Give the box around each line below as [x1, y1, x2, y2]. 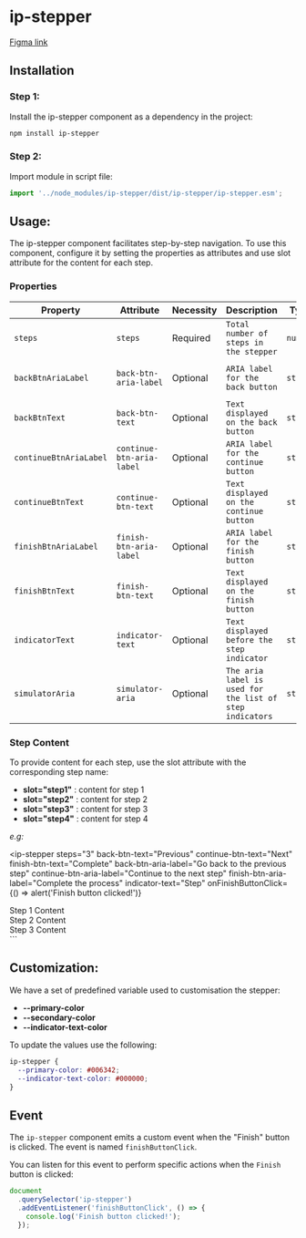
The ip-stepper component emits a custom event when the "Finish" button [9, 1132, 290, 1143]
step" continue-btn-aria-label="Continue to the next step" [9, 868, 228, 879]
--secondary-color [22, 1012, 96, 1023]
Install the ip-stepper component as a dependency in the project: [9, 111, 253, 122]
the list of [226, 693, 278, 703]
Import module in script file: [9, 170, 114, 181]
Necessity [171, 304, 218, 316]
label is [226, 675, 264, 685]
